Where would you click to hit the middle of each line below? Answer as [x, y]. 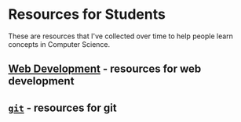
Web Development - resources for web [105, 69]
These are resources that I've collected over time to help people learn [121, 36]
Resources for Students [87, 14]
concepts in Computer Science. [59, 44]
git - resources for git [62, 108]
